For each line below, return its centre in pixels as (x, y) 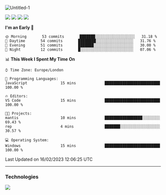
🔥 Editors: (17, 96)
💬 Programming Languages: (32, 79)
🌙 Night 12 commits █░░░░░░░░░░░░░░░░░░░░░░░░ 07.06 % (80, 50)
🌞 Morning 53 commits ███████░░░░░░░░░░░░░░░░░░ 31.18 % (81, 37)
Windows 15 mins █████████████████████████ (83, 146)
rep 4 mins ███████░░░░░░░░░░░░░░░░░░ (83, 127)
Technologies (22, 177)
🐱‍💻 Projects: (19, 114)
